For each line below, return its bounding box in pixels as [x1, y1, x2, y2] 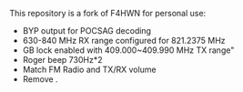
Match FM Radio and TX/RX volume [22, 64, 157, 75]
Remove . [22, 74, 58, 85]
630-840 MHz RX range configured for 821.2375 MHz [22, 36, 226, 46]
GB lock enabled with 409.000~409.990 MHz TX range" [22, 45, 235, 56]
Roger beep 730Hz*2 [22, 55, 103, 65]
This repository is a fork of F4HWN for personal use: [9, 8, 207, 18]
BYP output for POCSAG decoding [22, 26, 152, 36]
